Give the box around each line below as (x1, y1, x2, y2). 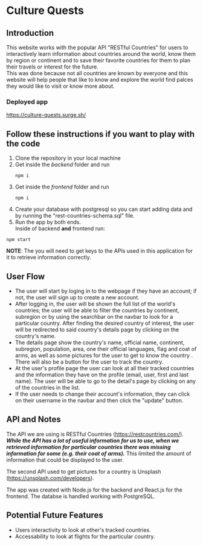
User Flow (6, 271, 45, 282)
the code (6, 138, 40, 148)
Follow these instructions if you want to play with (6, 128, 195, 139)
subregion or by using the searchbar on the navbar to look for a (14, 313, 173, 320)
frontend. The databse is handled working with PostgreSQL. (6, 492, 155, 500)
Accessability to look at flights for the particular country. (14, 533, 155, 540)
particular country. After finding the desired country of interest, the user (14, 319, 195, 327)
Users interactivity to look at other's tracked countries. (14, 526, 151, 533)
